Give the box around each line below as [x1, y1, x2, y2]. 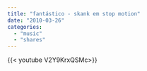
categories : [7, 23, 42, 30]
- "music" [13, 30, 42, 37]
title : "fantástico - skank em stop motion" [7, 10, 141, 18]
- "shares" [13, 37, 46, 44]
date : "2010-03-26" [7, 17, 65, 24]
